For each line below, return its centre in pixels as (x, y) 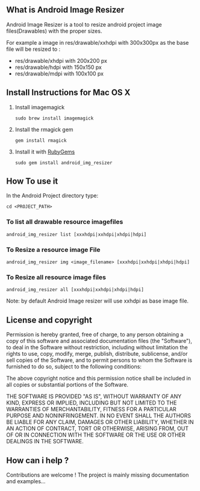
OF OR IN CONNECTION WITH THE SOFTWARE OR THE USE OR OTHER (96, 435)
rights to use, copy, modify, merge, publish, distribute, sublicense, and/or (97, 354)
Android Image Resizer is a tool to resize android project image (84, 24)
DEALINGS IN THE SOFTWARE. (45, 441)
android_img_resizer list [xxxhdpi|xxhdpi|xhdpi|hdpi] (77, 234)
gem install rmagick (41, 140)
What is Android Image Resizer (65, 10)
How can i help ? (38, 461)
